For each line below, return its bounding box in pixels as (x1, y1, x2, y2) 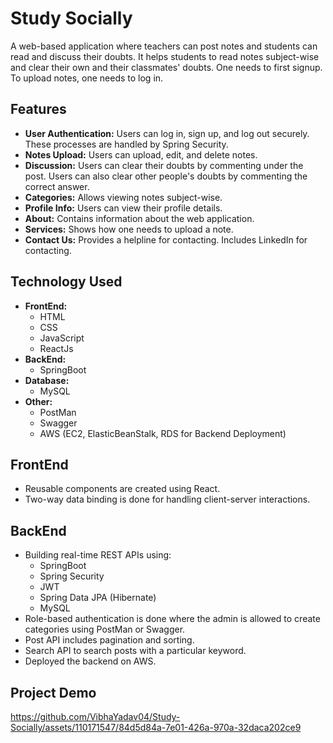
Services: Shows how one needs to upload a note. (24, 223, 234, 235)
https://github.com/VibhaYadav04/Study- (10, 711, 181, 722)
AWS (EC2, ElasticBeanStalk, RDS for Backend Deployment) (39, 427, 287, 439)
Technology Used (10, 273, 123, 291)
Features (10, 101, 67, 118)
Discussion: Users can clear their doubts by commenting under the (24, 159, 304, 171)
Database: (24, 374, 70, 386)
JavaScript (39, 332, 85, 344)
